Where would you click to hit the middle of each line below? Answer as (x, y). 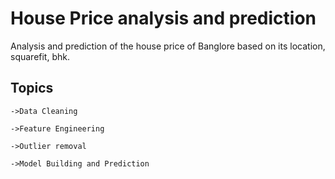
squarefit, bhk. (40, 56)
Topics (32, 88)
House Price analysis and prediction (163, 18)
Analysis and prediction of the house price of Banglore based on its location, (168, 46)
